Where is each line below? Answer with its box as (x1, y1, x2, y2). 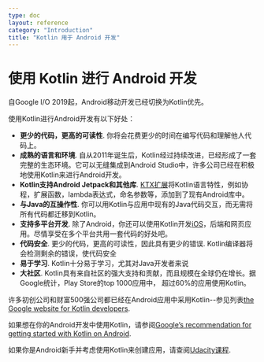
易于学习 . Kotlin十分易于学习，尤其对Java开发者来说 (19, 259, 189, 268)
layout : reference (8, 19, 69, 27)
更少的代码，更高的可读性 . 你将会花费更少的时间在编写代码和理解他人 (19, 131, 245, 140)
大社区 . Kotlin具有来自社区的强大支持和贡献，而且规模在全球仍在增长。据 (19, 268, 256, 278)
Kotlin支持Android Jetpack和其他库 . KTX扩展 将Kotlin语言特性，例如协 (19, 180, 249, 190)
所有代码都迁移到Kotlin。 (19, 209, 101, 219)
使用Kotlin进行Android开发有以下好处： (8, 114, 136, 124)
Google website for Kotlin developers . (8, 304, 131, 313)
